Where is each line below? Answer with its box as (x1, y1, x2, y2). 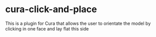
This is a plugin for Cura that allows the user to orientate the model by (5, 20, 151, 26)
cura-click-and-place (5, 4, 97, 15)
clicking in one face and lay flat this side (5, 25, 89, 31)
